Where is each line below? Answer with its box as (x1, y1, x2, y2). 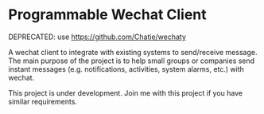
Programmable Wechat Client (8, 6, 207, 24)
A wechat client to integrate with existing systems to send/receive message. (8, 47, 258, 57)
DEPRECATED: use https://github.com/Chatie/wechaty (8, 32, 187, 41)
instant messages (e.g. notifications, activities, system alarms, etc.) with (8, 64, 245, 73)
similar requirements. (8, 96, 78, 106)
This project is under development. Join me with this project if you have (8, 88, 243, 97)
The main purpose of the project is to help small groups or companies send (8, 56, 255, 65)
